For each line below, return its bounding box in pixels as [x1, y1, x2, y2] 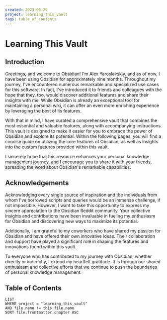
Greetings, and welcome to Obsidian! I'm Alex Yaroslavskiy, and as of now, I [5, 71, 160, 77]
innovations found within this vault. [5, 244, 77, 250]
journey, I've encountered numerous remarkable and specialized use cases [5, 82, 159, 88]
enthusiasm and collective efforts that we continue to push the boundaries [5, 264, 158, 270]
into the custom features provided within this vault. [5, 144, 109, 150]
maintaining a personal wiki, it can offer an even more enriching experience [5, 103, 160, 108]
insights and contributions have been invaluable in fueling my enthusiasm [5, 213, 156, 219]
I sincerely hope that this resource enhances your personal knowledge [5, 154, 150, 160]
